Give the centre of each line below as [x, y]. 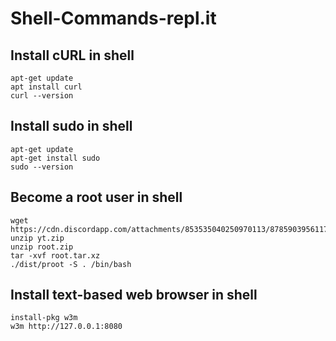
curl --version [42, 96]
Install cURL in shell [72, 55]
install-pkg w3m [44, 318]
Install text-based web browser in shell [134, 295]
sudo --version [42, 167]
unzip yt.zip [37, 238]
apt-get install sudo [55, 158]
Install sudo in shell [71, 126]
